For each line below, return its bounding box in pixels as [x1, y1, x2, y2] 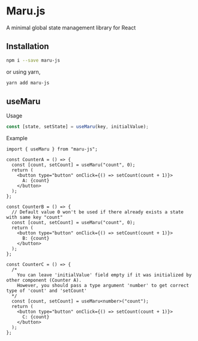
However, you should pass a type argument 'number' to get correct [17, 283, 189, 289]
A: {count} [22, 178, 50, 184]
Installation [6, 41, 49, 52]
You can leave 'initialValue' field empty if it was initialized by [17, 272, 192, 278]
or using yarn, [6, 68, 41, 76]
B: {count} [22, 236, 50, 242]
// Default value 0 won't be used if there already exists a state [11, 209, 184, 215]
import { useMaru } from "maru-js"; [6, 146, 98, 152]
